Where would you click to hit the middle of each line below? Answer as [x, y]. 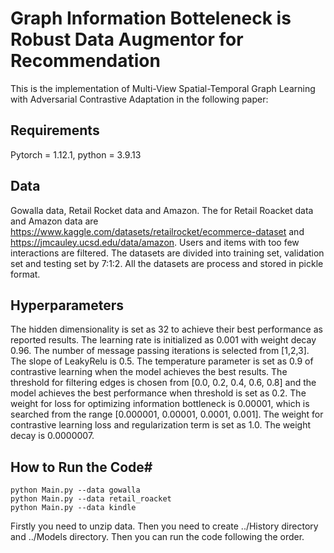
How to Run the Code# [81, 467]
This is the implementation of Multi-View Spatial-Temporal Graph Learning [163, 88]
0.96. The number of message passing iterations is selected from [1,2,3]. [160, 351]
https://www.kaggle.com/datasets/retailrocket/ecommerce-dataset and [157, 231]
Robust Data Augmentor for [127, 39]
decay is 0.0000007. [52, 436]
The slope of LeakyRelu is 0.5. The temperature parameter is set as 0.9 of [162, 361]
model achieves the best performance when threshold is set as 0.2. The [158, 393]
